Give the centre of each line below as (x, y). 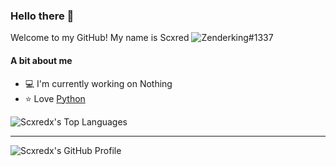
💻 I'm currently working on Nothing (98, 83)
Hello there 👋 (42, 16)
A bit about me (41, 60)
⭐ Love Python (55, 98)
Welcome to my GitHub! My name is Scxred (100, 38)
